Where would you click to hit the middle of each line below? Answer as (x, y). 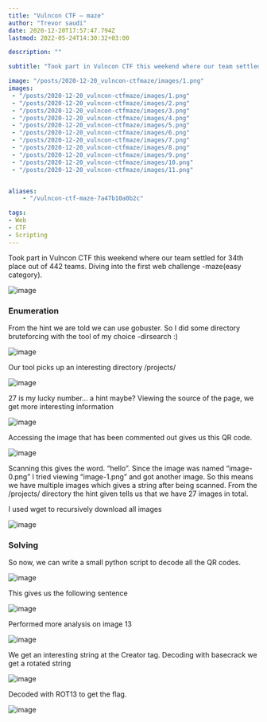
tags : (17, 213)
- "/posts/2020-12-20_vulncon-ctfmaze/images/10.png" (103, 162)
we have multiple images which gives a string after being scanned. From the (133, 485)
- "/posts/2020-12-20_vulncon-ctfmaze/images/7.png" (101, 140)
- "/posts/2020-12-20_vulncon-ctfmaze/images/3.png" (101, 111)
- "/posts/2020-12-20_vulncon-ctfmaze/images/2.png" (101, 103)
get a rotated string (40, 663)
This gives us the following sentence (68, 593)
